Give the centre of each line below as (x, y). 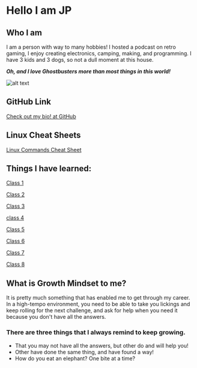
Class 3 (16, 206)
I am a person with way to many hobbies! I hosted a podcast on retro (91, 47)
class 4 (15, 218)
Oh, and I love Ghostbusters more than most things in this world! (89, 71)
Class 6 (16, 241)
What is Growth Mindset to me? (66, 283)
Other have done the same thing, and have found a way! (84, 352)
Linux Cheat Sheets (44, 135)
